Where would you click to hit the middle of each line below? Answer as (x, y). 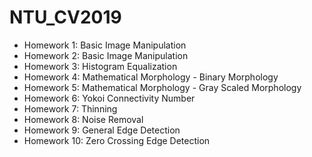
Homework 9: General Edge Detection (102, 130)
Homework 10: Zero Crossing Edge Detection (117, 140)
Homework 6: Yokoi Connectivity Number (109, 98)
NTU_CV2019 (65, 17)
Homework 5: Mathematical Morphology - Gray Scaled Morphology (162, 87)
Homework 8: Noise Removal (83, 119)
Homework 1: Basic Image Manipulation (105, 45)
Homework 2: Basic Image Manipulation (106, 55)
